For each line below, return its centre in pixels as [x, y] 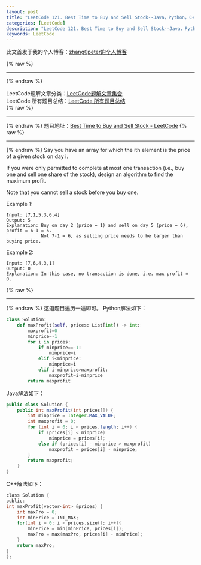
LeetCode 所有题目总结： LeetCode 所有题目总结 [66, 101]
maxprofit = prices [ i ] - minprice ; [93, 449]
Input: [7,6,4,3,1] [31, 264]
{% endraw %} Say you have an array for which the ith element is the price [98, 150]
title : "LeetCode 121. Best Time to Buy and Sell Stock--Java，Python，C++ [102, 17]
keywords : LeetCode [31, 34]
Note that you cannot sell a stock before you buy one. [72, 192]
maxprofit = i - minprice [76, 375]
